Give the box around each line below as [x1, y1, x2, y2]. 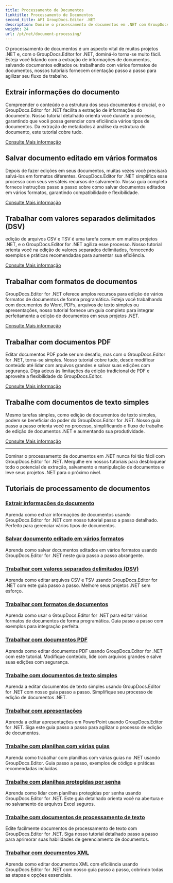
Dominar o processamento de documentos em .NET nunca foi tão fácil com [5, 453, 165, 459]
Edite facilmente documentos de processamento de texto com [5, 825, 137, 832]
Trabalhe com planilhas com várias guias [5, 742, 110, 750]
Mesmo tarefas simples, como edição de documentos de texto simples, [5, 411, 157, 418]
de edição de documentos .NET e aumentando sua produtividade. [5, 428, 145, 434]
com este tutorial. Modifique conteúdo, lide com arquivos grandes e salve [5, 653, 162, 660]
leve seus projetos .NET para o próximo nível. [5, 469, 101, 475]
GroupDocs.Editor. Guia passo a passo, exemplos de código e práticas [5, 760, 155, 766]
